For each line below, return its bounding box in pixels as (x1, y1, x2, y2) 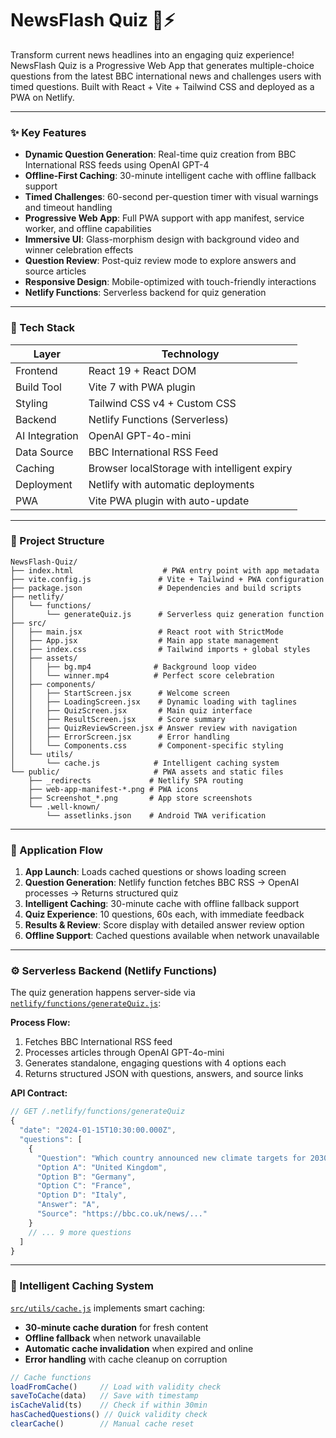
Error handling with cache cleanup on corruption (24, 1353, 228, 1365)
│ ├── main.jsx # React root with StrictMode (10, 627, 284, 637)
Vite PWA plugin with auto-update (88, 493, 250, 507)
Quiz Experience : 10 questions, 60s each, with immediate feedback (24, 908, 305, 921)
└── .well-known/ (28, 802, 101, 812)
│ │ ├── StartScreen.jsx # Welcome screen (10, 688, 230, 698)
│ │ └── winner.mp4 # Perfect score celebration (10, 670, 275, 681)
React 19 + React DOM (88, 363, 197, 377)
